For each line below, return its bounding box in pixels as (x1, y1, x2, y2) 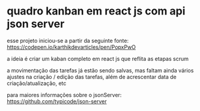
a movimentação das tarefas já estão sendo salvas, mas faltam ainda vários (7, 66, 194, 74)
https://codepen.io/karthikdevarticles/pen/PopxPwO (7, 43, 136, 51)
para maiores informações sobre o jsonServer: (7, 91, 122, 98)
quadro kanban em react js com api (7, 4, 186, 18)
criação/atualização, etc (7, 80, 67, 87)
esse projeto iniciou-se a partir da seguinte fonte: (7, 37, 129, 44)
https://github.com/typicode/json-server (7, 98, 107, 105)
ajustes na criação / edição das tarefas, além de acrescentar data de (7, 73, 177, 80)
